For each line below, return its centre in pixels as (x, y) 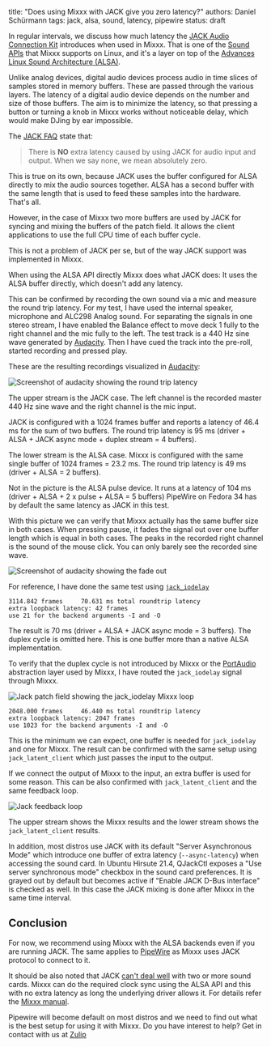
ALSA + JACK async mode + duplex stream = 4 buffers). (102, 439)
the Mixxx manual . (39, 1001)
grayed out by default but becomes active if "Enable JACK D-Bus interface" (134, 881)
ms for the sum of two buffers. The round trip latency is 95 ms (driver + (127, 431)
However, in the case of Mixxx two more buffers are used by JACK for (125, 217)
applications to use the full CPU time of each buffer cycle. (104, 235)
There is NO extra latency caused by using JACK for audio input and (142, 152)
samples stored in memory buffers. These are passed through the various (131, 86)
